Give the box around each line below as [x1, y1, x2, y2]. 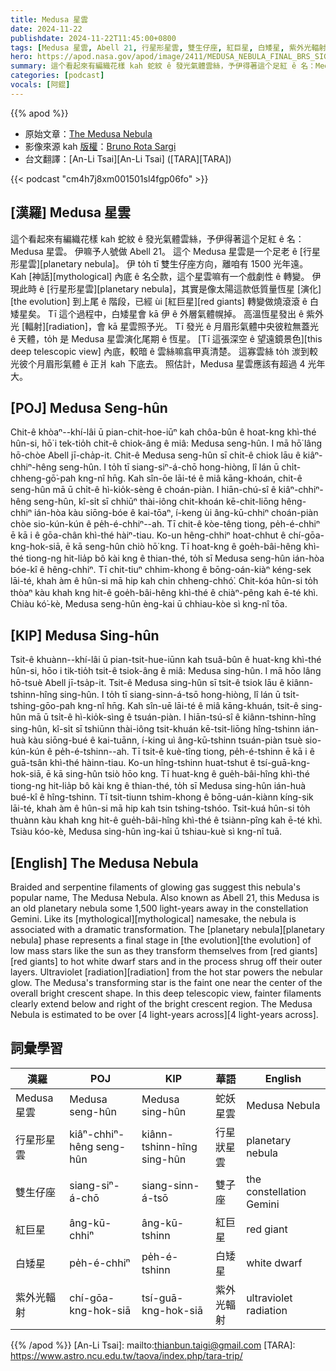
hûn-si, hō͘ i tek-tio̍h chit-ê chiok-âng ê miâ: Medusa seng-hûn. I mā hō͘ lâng [10, 437, 322, 450]
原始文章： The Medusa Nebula [24, 127, 153, 140]
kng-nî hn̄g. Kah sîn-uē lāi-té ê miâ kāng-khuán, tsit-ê [77, 700, 299, 712]
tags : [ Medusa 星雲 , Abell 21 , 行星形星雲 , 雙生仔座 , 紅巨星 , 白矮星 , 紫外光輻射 [10, 42, 327, 53]
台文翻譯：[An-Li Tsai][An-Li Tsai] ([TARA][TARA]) [24, 152, 232, 165]
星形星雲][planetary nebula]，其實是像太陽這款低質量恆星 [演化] [58, 282, 322, 295]
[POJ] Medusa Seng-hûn [10, 399, 168, 416]
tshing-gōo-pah [10, 700, 76, 712]
